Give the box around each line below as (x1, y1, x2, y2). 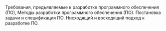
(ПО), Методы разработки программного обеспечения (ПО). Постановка (5, 9, 161, 15)
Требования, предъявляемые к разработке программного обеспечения (5, 4, 160, 10)
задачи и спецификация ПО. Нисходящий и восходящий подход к (5, 15, 145, 20)
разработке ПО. (5, 20, 39, 26)
